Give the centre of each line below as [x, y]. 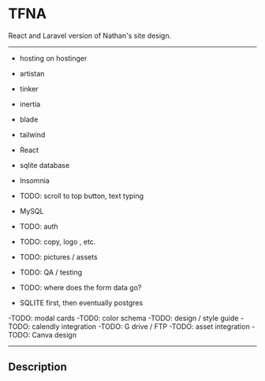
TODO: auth [39, 226]
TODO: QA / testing [51, 272]
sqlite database [45, 165]
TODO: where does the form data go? [80, 287]
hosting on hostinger [53, 58]
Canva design [54, 334]
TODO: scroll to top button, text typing [82, 196]
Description [37, 367]
